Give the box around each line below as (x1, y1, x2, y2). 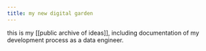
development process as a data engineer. (7, 35, 124, 44)
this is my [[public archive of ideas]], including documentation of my (7, 29, 200, 37)
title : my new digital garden (7, 10, 94, 17)
